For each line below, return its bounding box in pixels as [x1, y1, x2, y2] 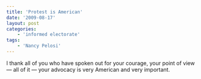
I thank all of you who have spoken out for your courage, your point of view [6, 59, 195, 67]
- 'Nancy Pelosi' [17, 43, 62, 49]
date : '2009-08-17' [6, 15, 56, 21]
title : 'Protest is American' [6, 9, 83, 15]
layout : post [6, 20, 40, 26]
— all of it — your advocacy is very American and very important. [6, 66, 171, 73]
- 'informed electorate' [17, 32, 80, 38]
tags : [6, 37, 20, 43]
